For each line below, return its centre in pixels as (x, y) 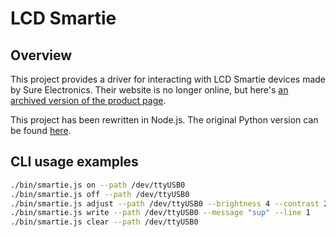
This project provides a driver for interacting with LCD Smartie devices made (168, 79)
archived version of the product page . (88, 100)
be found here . (41, 130)
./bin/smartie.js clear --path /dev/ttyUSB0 (104, 222)
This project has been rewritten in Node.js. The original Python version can (164, 120)
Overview (41, 55)
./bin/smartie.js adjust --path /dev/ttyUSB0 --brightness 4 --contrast (165, 203)
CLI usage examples (74, 162)
